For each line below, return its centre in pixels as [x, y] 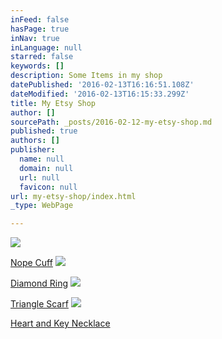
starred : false [42, 57]
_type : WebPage [42, 206]
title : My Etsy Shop [53, 103]
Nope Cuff [31, 263]
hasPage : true [40, 29]
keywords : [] [37, 66]
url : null [39, 177]
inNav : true [35, 38]
